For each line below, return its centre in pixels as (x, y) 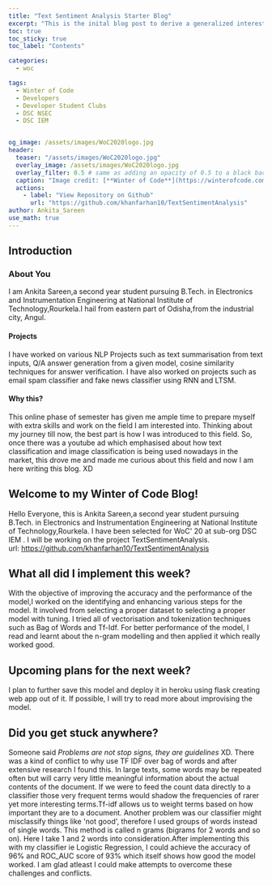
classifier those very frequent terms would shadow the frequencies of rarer (134, 796)
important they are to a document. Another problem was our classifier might (135, 813)
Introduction (40, 251)
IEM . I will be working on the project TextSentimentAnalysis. (109, 539)
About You (30, 274)
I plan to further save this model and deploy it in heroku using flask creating (134, 690)
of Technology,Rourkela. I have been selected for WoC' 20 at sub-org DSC (133, 531)
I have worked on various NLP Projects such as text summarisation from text (136, 354)
